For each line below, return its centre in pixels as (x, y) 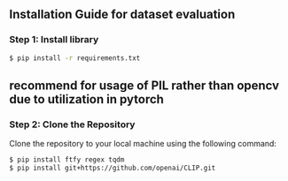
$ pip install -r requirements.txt (75, 58)
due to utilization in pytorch (86, 99)
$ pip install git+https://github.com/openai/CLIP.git (113, 168)
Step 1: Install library (54, 40)
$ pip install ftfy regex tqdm (67, 160)
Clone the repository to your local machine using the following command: (143, 144)
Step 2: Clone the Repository (72, 124)
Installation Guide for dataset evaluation (122, 15)
